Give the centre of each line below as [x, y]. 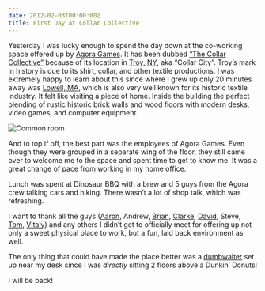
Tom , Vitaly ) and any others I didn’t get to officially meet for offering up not [130, 224]
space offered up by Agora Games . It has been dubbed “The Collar [117, 54]
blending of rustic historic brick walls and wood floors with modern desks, [129, 104]
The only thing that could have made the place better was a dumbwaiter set [131, 256]
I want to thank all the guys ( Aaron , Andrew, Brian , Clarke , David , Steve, [125, 216]
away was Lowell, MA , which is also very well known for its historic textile [128, 87]
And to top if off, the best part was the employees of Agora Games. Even [127, 143]
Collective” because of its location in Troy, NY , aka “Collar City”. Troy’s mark [132, 62]
